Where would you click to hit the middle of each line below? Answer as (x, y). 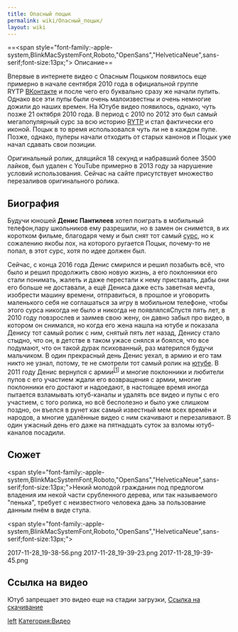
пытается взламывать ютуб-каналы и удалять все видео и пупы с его (113, 394)
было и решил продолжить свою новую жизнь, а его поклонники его (113, 272)
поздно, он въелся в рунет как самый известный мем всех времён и (112, 410)
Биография (33, 203)
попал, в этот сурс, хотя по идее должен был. (77, 251)
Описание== (94, 63)
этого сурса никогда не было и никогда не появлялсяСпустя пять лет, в (117, 310)
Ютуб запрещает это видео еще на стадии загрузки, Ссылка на (104, 600)
